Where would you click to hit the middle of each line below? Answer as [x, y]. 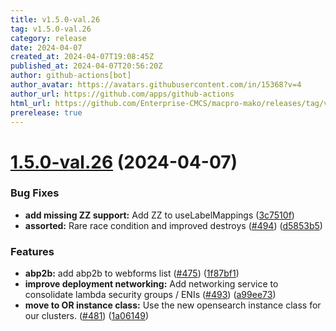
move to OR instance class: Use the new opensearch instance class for [173, 305]
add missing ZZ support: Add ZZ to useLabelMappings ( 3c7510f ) [159, 215]
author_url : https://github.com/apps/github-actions [122, 94]
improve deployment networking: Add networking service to [151, 284]
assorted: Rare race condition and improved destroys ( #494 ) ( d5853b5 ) [173, 225]
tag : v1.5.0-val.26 [51, 29]
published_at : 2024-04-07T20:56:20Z [86, 66]
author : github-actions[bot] [71, 76]
